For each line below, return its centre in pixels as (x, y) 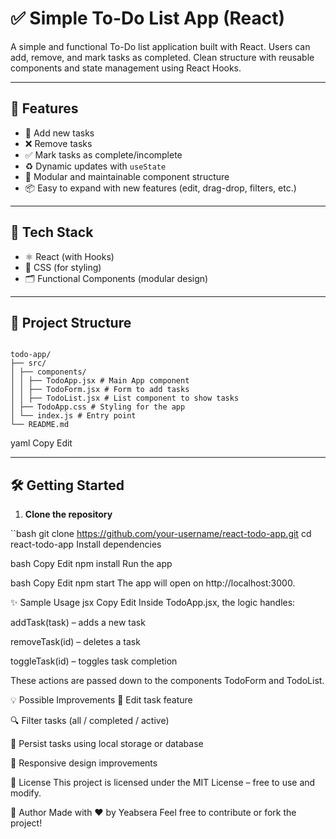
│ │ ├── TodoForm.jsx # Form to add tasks (100, 390)
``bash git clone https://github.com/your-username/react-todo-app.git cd (161, 534)
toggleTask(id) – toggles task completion (94, 661)
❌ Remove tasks (58, 143)
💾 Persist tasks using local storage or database (107, 744)
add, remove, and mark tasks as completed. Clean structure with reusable (162, 57)
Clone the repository (68, 514)
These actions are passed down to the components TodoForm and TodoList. (167, 681)
